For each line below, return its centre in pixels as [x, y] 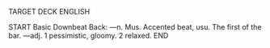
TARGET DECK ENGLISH [49, 12]
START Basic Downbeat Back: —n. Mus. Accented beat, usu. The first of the [135, 27]
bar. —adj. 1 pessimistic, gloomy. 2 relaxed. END [89, 36]
